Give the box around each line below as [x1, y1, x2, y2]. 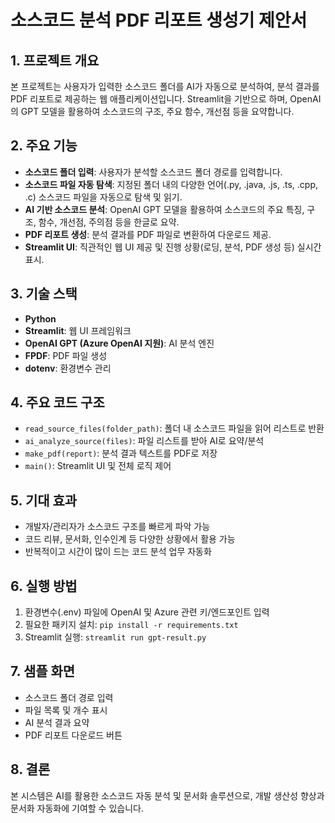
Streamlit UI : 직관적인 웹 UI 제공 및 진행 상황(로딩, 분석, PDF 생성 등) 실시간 [24, 241, 322, 253]
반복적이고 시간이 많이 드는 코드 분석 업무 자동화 [24, 546, 212, 558]
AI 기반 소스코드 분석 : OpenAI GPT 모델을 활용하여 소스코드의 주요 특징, [24, 203, 305, 215]
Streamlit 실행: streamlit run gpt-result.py [24, 631, 207, 643]
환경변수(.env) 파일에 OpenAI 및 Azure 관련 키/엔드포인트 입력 [24, 606, 270, 618]
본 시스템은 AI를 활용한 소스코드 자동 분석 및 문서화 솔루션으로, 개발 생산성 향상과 [10, 789, 325, 801]
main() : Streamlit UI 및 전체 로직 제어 [24, 460, 172, 472]
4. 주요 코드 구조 [10, 394, 105, 411]
